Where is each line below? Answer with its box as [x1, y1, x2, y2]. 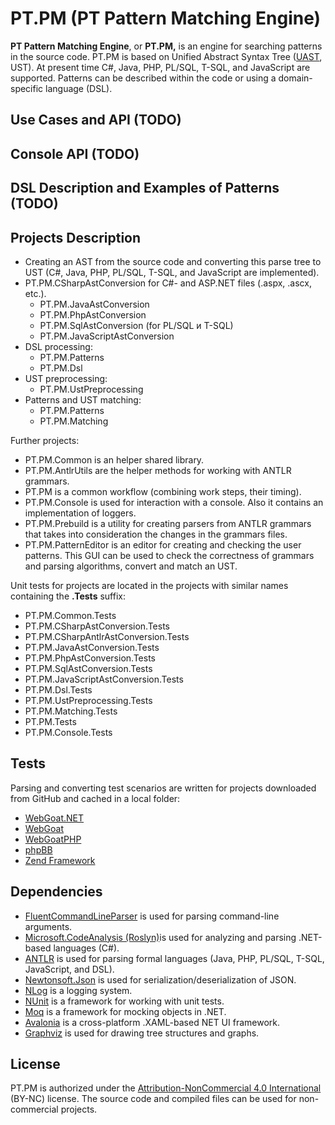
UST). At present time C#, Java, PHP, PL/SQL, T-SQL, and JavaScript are [10, 61, 311, 73]
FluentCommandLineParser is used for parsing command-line [24, 910, 280, 922]
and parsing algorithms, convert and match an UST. [24, 560, 238, 572]
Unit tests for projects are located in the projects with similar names [10, 579, 289, 591]
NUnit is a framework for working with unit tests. [24, 995, 225, 1007]
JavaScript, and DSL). [24, 963, 115, 975]
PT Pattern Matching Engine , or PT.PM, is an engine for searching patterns [10, 40, 323, 52]
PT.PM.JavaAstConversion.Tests [24, 641, 160, 653]
